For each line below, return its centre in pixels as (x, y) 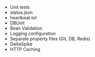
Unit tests (20, 7)
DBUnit (17, 23)
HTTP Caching (25, 49)
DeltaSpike (21, 44)
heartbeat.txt (23, 18)
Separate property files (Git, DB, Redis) (50, 39)
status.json (21, 12)
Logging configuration (33, 33)
